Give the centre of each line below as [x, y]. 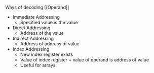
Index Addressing [31, 49]
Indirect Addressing [33, 38]
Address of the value [42, 33]
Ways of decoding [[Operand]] [37, 7]
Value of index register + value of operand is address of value [85, 60]
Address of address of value [50, 44]
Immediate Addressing [36, 17]
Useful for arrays [38, 65]
